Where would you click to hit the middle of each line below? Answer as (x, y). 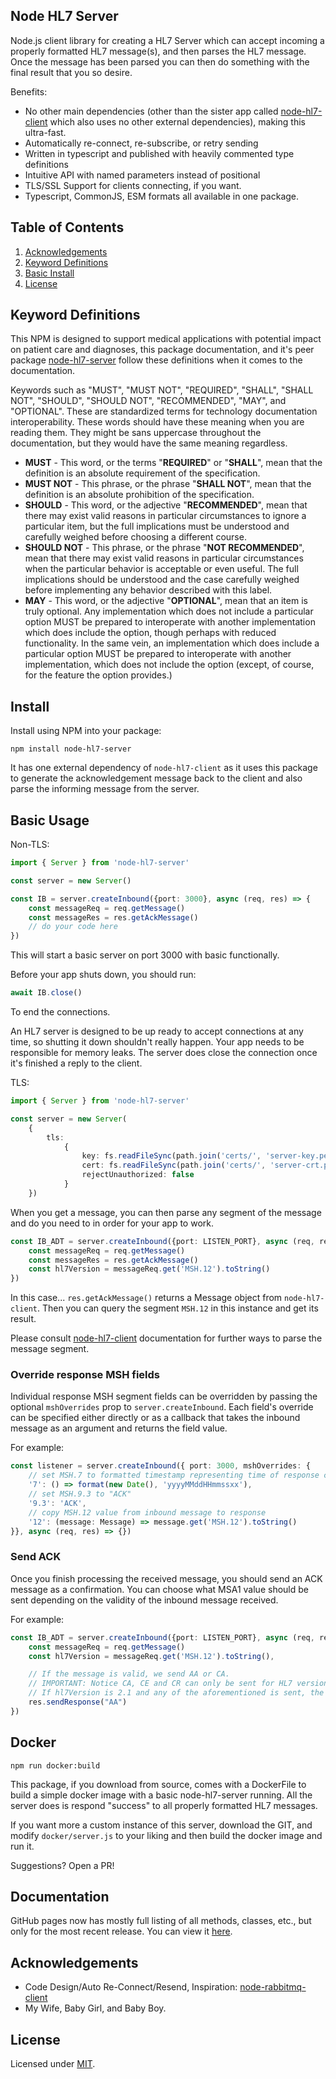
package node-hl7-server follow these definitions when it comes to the (156, 360)
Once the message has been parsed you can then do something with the (160, 61)
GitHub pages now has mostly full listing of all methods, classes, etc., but (161, 1921)
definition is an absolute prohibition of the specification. (139, 495)
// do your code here (73, 927)
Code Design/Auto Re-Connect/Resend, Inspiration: (131, 1987)
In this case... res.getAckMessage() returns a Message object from (146, 1298)
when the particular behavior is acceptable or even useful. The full (161, 569)
